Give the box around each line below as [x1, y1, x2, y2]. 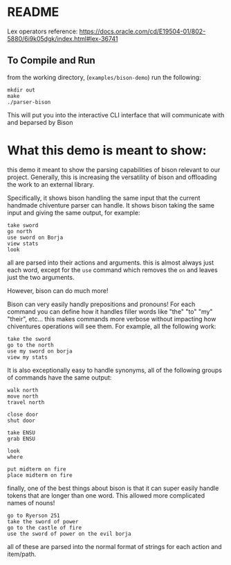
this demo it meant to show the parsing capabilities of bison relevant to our [7, 165, 221, 174]
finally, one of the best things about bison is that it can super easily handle [7, 484, 219, 492]
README [7, 4, 59, 20]
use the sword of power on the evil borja [7, 530, 131, 537]
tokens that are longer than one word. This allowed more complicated [7, 491, 205, 500]
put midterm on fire [7, 466, 67, 473]
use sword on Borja [7, 234, 64, 241]
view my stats [7, 353, 48, 361]
